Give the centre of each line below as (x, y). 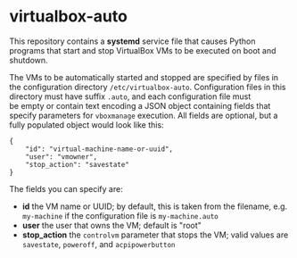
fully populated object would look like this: (87, 125)
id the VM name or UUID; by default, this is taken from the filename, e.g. (155, 206)
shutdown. (29, 60)
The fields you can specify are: (66, 188)
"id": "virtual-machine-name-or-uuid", (99, 149)
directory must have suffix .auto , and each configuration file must (130, 96)
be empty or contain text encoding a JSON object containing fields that (140, 105)
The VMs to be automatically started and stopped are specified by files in (144, 77)
